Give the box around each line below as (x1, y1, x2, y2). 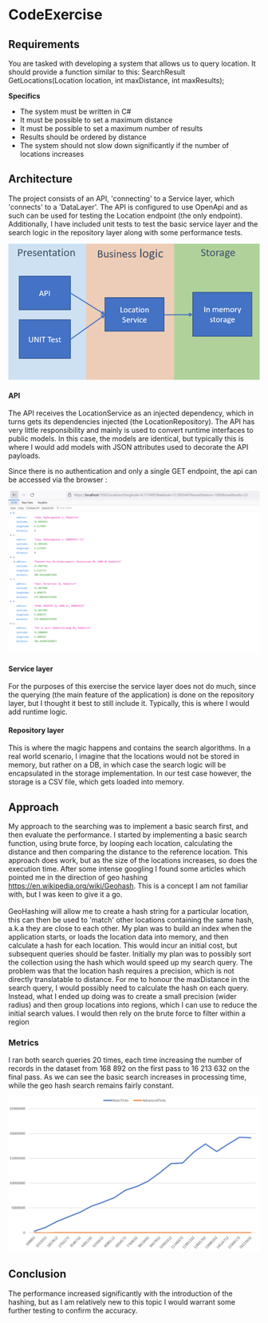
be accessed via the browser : (8, 475, 108, 485)
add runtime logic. (8, 707, 68, 717)
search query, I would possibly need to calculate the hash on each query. (8, 983, 249, 993)
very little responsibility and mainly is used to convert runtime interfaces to (8, 426, 254, 435)
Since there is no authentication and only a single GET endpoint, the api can (8, 467, 258, 476)
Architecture (8, 172, 73, 186)
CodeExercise (8, 6, 103, 24)
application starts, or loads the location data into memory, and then (8, 932, 229, 942)
